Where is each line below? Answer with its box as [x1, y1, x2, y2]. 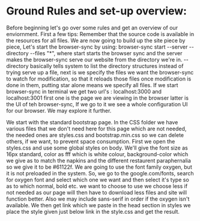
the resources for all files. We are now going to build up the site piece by [6, 37, 186, 44]
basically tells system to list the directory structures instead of [29, 62, 184, 70]
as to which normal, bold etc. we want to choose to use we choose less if [6, 182, 188, 190]
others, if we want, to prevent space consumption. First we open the [6, 138, 175, 145]
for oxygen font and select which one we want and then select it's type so [6, 176, 189, 183]
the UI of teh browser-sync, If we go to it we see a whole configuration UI [6, 100, 188, 107]
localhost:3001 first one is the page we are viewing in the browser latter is [6, 94, 189, 101]
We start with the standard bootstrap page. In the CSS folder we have [6, 118, 178, 126]
